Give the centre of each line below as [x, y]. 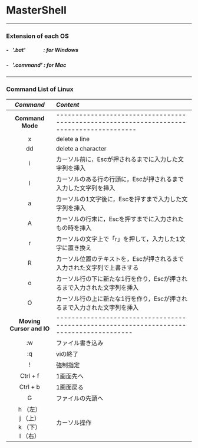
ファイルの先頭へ [80, 398]
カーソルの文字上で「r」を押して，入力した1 [118, 238]
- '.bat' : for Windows [42, 50]
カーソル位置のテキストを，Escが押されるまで [120, 259]
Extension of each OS [37, 36]
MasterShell [36, 10]
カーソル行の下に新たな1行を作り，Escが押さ [118, 279]
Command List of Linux [40, 89]
